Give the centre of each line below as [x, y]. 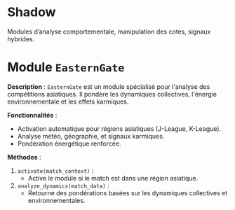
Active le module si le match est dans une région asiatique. [113, 178]
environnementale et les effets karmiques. [68, 101]
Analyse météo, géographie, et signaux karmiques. [91, 136]
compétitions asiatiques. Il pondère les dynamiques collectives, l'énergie [112, 94]
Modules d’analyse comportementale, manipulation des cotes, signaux [109, 31]
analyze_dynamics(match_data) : [63, 185]
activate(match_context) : [55, 170]
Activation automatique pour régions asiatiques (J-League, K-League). [119, 128]
